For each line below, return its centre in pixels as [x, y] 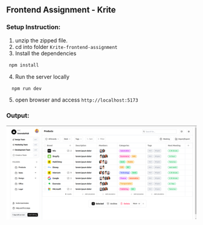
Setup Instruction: [34, 27]
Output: [18, 116]
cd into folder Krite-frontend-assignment [66, 47]
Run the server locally [42, 77]
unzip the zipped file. [41, 40]
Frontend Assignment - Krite [61, 10]
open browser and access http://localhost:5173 [76, 100]
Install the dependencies [46, 53]
